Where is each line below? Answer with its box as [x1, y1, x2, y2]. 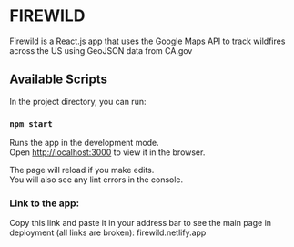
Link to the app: [9, 197, 80, 210]
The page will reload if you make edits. [9, 165, 155, 176]
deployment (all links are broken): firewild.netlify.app [9, 227, 207, 238]
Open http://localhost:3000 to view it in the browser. [9, 147, 206, 158]
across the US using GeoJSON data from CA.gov [9, 45, 193, 56]
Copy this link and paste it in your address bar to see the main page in [9, 218, 271, 229]
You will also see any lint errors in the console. [9, 174, 184, 185]
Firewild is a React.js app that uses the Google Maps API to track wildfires [9, 36, 286, 46]
